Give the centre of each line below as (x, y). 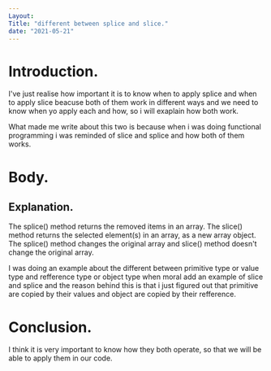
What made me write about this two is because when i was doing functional (135, 127)
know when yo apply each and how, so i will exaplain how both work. (124, 111)
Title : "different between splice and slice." (88, 24)
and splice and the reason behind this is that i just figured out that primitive (133, 286)
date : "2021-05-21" (41, 31)
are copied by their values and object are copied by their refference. (123, 295)
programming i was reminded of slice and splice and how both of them (127, 136)
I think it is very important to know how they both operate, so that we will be (135, 350)
